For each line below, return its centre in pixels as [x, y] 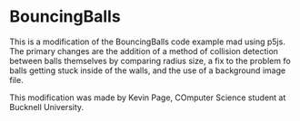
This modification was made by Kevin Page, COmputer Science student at [148, 98]
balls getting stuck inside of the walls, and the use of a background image [148, 70]
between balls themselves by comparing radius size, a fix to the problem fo [150, 60]
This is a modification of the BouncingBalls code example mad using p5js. [148, 42]
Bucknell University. [47, 107]
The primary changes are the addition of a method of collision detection [144, 51]
